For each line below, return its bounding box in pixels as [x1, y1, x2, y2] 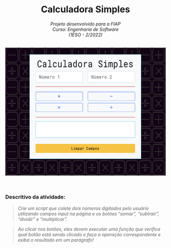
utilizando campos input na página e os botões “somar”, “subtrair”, [17, 211, 159, 217]
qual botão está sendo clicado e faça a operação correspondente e [17, 231, 161, 237]
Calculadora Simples [40, 4, 131, 15]
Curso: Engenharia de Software [52, 26, 119, 32]
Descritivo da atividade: [5, 193, 66, 200]
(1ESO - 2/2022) [68, 32, 103, 38]
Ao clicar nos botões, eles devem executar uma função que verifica [17, 226, 160, 232]
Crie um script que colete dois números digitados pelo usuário [17, 205, 149, 211]
